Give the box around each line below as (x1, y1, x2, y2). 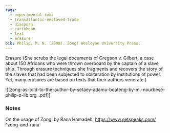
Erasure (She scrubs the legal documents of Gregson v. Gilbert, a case (5, 55, 154, 61)
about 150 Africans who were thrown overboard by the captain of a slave (5, 60, 159, 66)
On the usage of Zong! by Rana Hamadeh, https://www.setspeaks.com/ (5, 116, 156, 123)
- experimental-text (10, 12, 54, 17)
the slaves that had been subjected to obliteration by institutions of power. (5, 71, 162, 77)
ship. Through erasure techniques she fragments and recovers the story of (5, 65, 163, 72)
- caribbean (10, 27, 36, 32)
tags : (5, 7, 17, 13)
